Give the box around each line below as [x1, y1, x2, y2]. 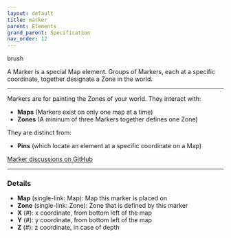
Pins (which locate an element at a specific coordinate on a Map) [16, 142, 202, 150]
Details [7, 179, 32, 189]
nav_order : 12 [7, 36, 48, 43]
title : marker [7, 16, 48, 23]
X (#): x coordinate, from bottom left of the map [16, 209, 153, 217]
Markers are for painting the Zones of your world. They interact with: [7, 95, 201, 103]
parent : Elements [7, 23, 57, 29]
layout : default [7, 10, 54, 17]
